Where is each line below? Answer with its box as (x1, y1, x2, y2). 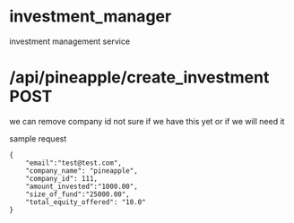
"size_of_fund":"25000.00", (25, 190, 130, 199)
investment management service (9, 36, 131, 47)
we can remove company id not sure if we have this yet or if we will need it (9, 116, 285, 126)
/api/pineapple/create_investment (9, 67, 270, 88)
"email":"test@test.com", (25, 159, 123, 167)
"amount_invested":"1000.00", (25, 182, 139, 191)
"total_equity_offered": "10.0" (25, 197, 146, 207)
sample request (9, 133, 67, 144)
